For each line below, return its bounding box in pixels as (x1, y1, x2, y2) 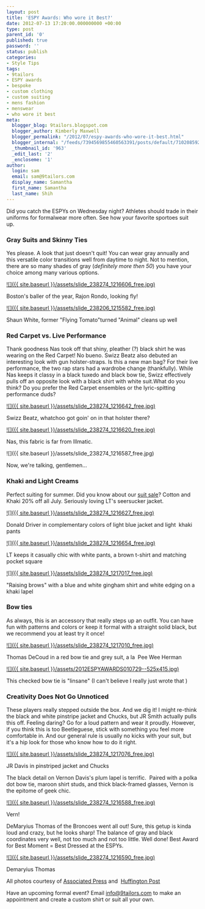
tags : (6, 65, 20, 72)
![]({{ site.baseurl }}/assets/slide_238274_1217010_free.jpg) (6, 642, 154, 649)
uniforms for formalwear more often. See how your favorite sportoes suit (6, 214, 189, 221)
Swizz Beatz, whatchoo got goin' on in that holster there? (6, 415, 151, 422)
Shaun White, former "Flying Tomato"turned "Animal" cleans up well (6, 316, 178, 324)
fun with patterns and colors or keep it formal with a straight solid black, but (6, 623, 197, 631)
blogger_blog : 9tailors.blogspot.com (12, 123, 108, 129)
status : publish (6, 49, 48, 55)
